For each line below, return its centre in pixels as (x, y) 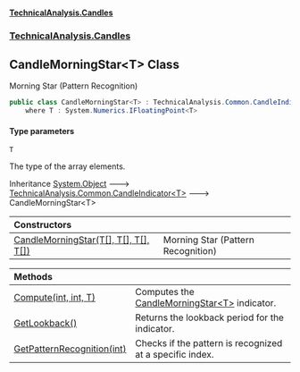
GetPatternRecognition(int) (70, 349)
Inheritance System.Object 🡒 (70, 184)
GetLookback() (46, 324)
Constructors (43, 225)
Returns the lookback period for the (209, 317)
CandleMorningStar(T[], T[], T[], (82, 240)
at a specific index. (175, 355)
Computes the (165, 292)
